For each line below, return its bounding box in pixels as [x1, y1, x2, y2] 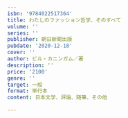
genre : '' [7, 74, 36, 82]
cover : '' [7, 49, 36, 56]
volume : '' [7, 23, 39, 30]
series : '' [7, 29, 39, 37]
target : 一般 [7, 81, 43, 88]
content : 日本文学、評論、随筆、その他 [7, 94, 107, 101]
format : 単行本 [7, 87, 48, 94]
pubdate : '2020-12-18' [7, 42, 73, 49]
